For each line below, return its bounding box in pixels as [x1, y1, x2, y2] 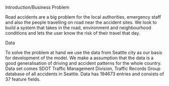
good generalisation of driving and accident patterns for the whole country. [5, 60, 162, 66]
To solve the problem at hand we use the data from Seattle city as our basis [5, 50, 162, 55]
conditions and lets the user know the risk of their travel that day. [5, 30, 140, 36]
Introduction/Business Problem [5, 5, 70, 10]
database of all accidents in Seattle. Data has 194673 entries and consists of [5, 71, 164, 77]
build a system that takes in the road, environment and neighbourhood [5, 25, 151, 31]
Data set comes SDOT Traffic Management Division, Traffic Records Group [5, 65, 160, 71]
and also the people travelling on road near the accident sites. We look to [5, 20, 157, 25]
